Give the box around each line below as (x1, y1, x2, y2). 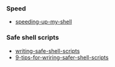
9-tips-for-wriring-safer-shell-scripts (15, 54, 109, 61)
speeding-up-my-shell (15, 18, 72, 26)
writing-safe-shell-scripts (15, 47, 80, 54)
